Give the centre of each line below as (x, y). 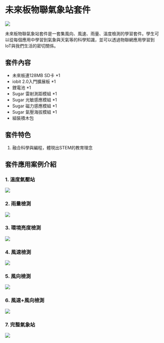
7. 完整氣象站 (20, 324)
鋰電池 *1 (21, 87)
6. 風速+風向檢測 (25, 301)
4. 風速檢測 (18, 252)
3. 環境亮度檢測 (23, 228)
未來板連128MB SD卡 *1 (36, 75)
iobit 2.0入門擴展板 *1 (34, 81)
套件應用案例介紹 (31, 164)
